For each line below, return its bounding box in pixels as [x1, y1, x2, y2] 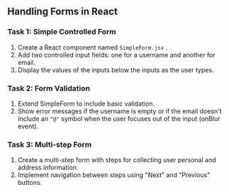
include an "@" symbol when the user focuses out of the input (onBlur [17, 114, 220, 123]
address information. [17, 163, 79, 172]
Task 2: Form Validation [7, 83, 91, 93]
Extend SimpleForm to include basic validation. [17, 99, 155, 108]
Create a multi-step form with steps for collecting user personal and [17, 156, 216, 164]
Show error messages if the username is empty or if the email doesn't [17, 106, 222, 115]
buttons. [17, 179, 43, 187]
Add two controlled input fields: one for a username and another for [17, 50, 216, 59]
